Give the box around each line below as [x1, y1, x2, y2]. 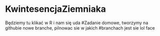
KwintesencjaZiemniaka [5, 3, 106, 15]
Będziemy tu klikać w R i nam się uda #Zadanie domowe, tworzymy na [5, 20, 149, 26]
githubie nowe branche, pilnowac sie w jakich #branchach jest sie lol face [5, 25, 155, 31]
